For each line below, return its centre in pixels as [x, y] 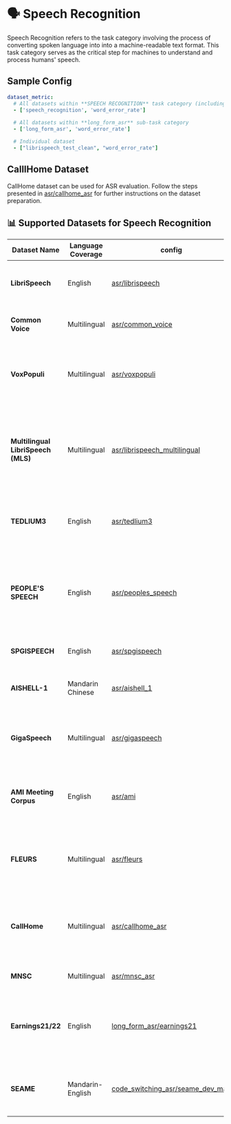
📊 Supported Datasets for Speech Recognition [109, 223]
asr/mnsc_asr [133, 976]
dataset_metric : [30, 97]
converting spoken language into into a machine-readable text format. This [113, 45]
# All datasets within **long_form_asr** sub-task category [101, 123]
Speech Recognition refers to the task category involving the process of [109, 37]
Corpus [23, 801]
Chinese [81, 693]
